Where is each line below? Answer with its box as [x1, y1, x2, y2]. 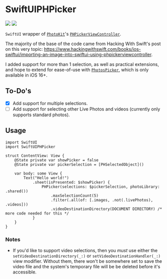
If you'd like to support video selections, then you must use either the [12, 247, 158, 253]
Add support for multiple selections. [12, 100, 88, 106]
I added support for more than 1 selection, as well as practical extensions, [5, 61, 159, 67]
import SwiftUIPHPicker [5, 144, 56, 149]
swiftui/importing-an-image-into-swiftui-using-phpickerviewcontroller [5, 51, 152, 57]
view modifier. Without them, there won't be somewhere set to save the [12, 258, 162, 264]
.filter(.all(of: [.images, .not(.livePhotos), [50, 197, 153, 202]
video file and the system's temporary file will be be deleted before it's [12, 263, 161, 269]
